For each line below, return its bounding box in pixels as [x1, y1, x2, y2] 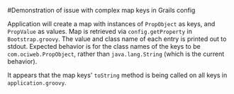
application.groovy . [7, 78, 67, 87]
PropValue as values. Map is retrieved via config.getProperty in [7, 28, 193, 35]
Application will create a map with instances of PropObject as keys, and [7, 20, 216, 28]
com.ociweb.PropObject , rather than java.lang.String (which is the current [7, 49, 225, 58]
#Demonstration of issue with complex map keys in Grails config [7, 6, 196, 14]
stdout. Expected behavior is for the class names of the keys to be [7, 42, 201, 50]
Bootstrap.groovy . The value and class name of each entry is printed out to [7, 35, 227, 43]
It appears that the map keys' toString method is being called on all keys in [7, 71, 228, 79]
